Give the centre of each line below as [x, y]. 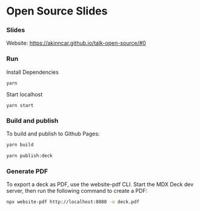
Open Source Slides [57, 11]
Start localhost [25, 94]
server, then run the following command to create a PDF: [77, 191]
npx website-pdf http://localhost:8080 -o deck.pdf [73, 202]
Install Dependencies [32, 72]
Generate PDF [27, 171]
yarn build [20, 145]
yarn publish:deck [29, 155]
